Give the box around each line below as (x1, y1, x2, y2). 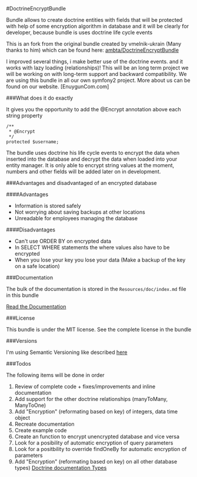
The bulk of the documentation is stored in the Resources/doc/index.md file (6, 286, 186, 292)
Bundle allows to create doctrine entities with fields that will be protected (6, 16, 183, 23)
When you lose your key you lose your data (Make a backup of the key (14, 256, 186, 263)
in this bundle (6, 291, 39, 299)
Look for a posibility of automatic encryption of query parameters (14, 439, 173, 446)
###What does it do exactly (6, 94, 74, 101)
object (14, 415, 31, 421)
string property (6, 112, 43, 119)
